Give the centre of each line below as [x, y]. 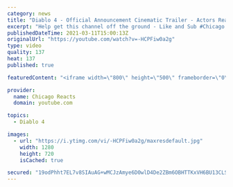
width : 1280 [37, 147]
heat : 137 [21, 59]
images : [18, 134]
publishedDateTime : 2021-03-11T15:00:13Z [68, 33]
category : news [29, 14]
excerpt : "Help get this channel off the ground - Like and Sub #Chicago [116, 26]
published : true [31, 65]
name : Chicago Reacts [45, 97]
